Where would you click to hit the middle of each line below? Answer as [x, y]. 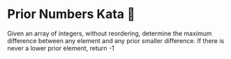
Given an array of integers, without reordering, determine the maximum [110, 33]
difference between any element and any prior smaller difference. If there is [116, 40]
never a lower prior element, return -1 [61, 48]
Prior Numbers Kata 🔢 [71, 14]
